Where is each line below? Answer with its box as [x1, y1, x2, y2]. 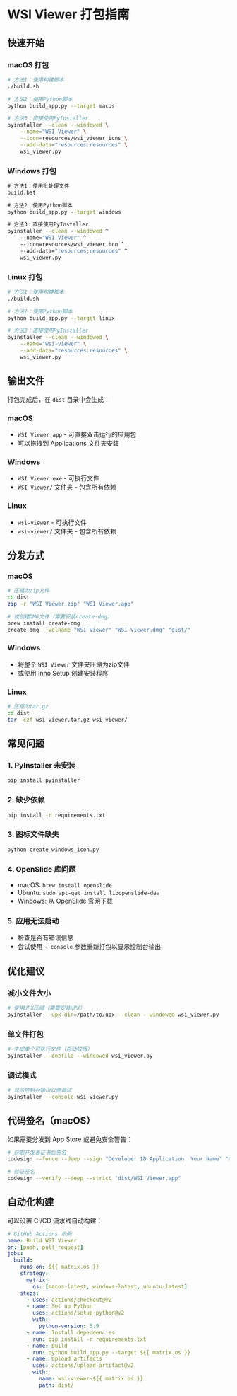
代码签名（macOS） [7, 1115, 96, 1127]
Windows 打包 [7, 166, 57, 175]
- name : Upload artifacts [25, 1356, 102, 1363]
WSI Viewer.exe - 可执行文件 [17, 474, 100, 483]
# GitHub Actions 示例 [7, 1230, 72, 1238]
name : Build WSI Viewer [7, 1237, 78, 1244]
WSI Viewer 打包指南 [7, 6, 130, 23]
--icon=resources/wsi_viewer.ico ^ [20, 241, 125, 248]
